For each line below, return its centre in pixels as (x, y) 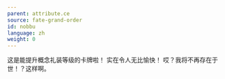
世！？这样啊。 (29, 69)
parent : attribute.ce (39, 14)
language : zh (26, 33)
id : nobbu (22, 26)
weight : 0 (22, 39)
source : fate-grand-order (45, 20)
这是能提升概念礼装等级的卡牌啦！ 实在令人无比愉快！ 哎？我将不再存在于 (113, 60)
